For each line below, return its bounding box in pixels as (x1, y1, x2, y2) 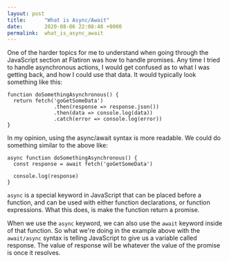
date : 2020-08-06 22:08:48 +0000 (7, 23, 122, 30)
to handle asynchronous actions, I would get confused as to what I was (7, 63, 210, 71)
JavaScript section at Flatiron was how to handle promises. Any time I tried (7, 56, 220, 64)
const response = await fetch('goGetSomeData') (13, 161, 154, 168)
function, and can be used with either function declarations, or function (7, 198, 211, 207)
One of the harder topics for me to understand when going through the (7, 49, 209, 57)
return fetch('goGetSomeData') (13, 98, 104, 105)
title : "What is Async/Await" (7, 17, 110, 24)
